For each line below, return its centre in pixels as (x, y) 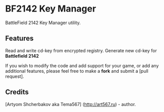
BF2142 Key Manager (51, 9)
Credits (17, 92)
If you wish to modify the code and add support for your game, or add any (82, 65)
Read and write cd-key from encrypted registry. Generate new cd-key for (81, 50)
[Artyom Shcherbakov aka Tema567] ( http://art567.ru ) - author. (71, 104)
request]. (15, 76)
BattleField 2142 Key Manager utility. (43, 23)
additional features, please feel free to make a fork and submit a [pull (77, 71)
